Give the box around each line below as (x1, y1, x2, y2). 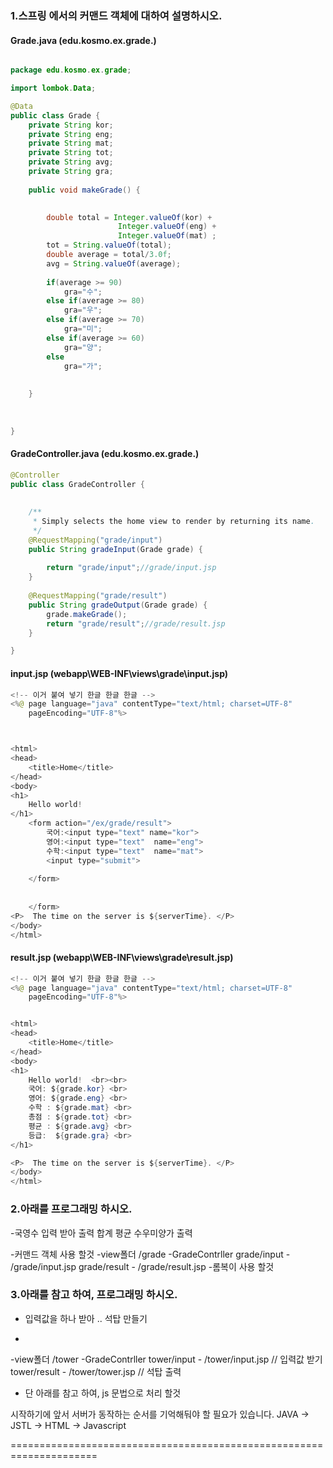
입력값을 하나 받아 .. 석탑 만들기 (24, 1312, 148, 1324)
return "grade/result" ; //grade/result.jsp (46, 618, 226, 629)
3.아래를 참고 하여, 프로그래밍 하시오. (10, 1288, 178, 1302)
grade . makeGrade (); (46, 609, 128, 619)
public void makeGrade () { (28, 185, 141, 195)
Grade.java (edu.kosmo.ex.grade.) (10, 34, 157, 46)
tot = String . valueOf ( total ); (46, 240, 172, 251)
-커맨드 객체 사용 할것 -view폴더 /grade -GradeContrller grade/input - (10, 1248, 291, 1260)
